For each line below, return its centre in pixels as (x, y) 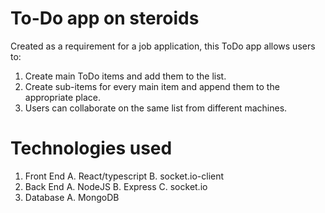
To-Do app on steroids (105, 18)
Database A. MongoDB (72, 197)
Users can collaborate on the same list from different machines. (156, 108)
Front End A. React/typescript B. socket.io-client (124, 176)
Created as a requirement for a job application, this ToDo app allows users (163, 46)
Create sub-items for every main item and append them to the (152, 86)
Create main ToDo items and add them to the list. (125, 76)
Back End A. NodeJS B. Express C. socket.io (116, 186)
